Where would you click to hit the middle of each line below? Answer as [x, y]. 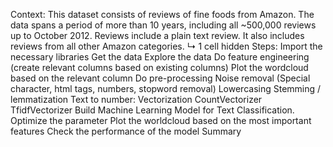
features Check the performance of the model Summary [126, 131]
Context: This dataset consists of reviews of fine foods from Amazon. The [162, 14]
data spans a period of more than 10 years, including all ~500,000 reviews [163, 25]
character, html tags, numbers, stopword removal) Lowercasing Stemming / [166, 88]
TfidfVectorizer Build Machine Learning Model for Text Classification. [152, 110]
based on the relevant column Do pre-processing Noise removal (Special [160, 78]
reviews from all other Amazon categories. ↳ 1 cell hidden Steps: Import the [166, 46]
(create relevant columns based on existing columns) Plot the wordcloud [159, 67]
